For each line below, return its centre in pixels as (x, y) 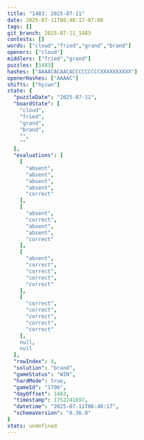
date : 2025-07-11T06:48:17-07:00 (55, 20)
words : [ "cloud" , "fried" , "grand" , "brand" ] (69, 46)
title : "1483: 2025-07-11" (46, 14)
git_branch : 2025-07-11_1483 (49, 33)
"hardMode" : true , (40, 381)
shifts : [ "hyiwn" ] (34, 85)
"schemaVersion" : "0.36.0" (52, 413)
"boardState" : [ (37, 104)
